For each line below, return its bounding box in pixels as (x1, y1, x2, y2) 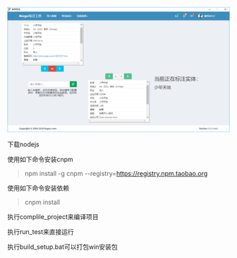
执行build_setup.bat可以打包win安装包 (7, 242, 118, 251)
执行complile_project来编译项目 (7, 213, 99, 221)
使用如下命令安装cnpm (7, 156, 74, 163)
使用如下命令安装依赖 (7, 184, 69, 192)
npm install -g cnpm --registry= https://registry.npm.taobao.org (24, 170, 208, 177)
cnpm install (24, 198, 61, 206)
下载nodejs (7, 140, 40, 148)
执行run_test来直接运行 (7, 228, 74, 236)
